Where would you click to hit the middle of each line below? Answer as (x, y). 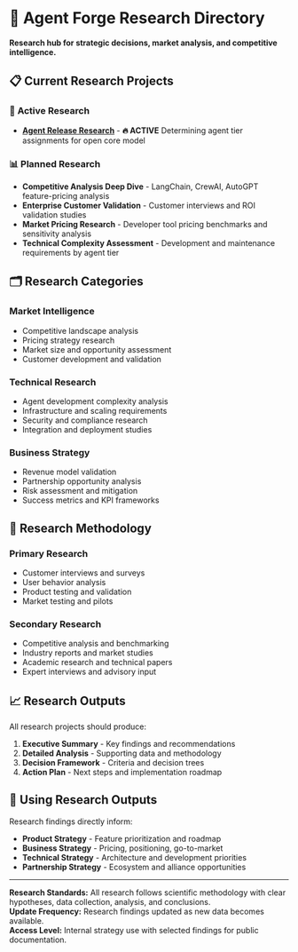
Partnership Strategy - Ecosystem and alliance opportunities (134, 867)
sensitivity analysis (56, 234)
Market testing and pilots (67, 601)
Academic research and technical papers (97, 662)
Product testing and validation (77, 591)
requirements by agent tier (71, 252)
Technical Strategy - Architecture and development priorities (134, 857)
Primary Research (49, 553)
